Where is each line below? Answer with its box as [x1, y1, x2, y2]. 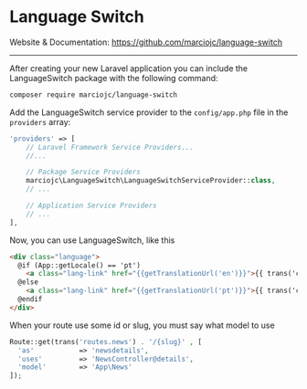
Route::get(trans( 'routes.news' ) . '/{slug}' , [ [9, 337, 203, 346]
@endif [17, 295, 43, 304]
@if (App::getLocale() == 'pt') [17, 260, 142, 270]
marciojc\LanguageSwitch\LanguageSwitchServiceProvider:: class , [26, 176, 276, 185]
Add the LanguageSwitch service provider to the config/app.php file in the [9, 107, 289, 118]
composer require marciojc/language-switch [9, 89, 178, 100]
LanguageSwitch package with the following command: [9, 72, 218, 83]
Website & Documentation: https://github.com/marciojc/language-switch [9, 37, 283, 47]
